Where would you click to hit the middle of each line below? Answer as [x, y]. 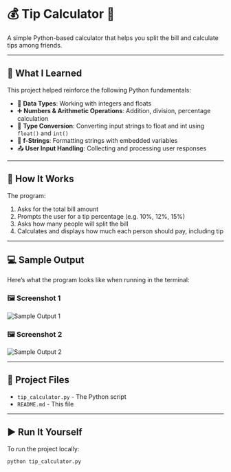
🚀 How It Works [41, 179]
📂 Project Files [38, 380]
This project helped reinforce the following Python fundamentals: [99, 90]
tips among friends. [35, 45]
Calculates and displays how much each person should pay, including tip [120, 231]
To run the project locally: [43, 449]
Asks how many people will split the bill [73, 224]
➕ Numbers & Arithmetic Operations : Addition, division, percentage [114, 110]
